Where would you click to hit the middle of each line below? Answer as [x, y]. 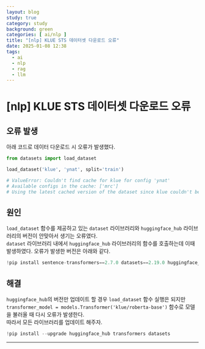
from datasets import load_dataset [52, 159]
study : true [21, 18]
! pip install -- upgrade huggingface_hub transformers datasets [88, 334]
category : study [27, 23]
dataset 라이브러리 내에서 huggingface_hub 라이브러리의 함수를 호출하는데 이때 [101, 244]
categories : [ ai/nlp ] [37, 35]
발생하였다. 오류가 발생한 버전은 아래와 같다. [59, 251]
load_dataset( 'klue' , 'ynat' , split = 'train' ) [65, 170]
